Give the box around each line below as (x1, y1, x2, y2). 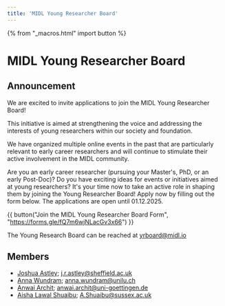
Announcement (7, 80, 76, 92)
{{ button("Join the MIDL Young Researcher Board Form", (7, 210, 169, 219)
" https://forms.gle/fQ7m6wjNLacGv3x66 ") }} (7, 217, 134, 226)
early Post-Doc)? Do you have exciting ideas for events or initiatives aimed (7, 175, 218, 183)
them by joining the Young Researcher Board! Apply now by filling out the (7, 190, 215, 198)
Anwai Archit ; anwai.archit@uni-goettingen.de (17, 283, 149, 292)
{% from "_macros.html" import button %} (7, 29, 127, 37)
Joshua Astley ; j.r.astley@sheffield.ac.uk (17, 269, 133, 277)
